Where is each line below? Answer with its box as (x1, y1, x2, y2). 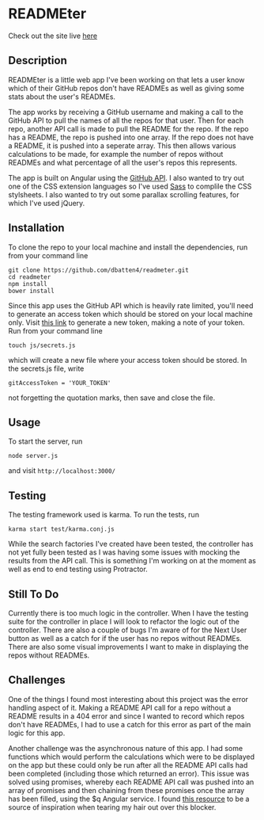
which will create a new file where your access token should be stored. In (8, 355, 247, 364)
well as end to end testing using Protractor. (8, 564, 148, 574)
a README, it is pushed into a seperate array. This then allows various (8, 140, 236, 151)
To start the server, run (8, 437, 83, 446)
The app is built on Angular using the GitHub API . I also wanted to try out (8, 173, 245, 182)
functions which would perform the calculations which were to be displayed (8, 752, 255, 761)
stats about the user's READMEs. (8, 92, 116, 101)
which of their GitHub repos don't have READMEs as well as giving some (8, 83, 245, 93)
